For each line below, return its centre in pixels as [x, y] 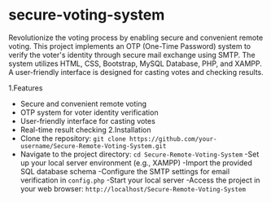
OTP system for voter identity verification [89, 112]
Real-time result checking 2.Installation [85, 130]
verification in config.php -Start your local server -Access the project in [140, 180]
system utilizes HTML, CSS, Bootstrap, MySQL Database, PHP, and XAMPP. [135, 64]
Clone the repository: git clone [73, 138]
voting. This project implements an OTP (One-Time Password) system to [129, 46]
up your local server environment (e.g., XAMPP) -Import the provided [136, 162]
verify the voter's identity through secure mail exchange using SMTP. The [132, 55]
